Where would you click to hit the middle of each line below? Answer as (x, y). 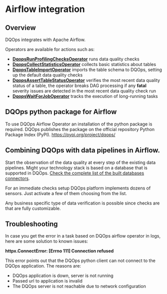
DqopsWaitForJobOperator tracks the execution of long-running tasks (85, 96)
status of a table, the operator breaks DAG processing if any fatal (79, 85)
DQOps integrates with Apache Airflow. (45, 39)
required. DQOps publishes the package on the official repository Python (80, 129)
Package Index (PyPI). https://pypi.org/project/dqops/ (60, 134)
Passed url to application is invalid (47, 281)
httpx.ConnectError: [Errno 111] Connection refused (59, 251)
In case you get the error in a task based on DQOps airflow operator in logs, (83, 236)
